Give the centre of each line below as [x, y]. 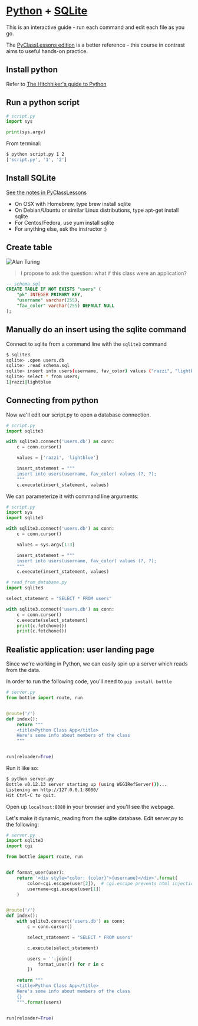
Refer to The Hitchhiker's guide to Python [57, 84]
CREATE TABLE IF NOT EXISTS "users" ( [54, 289]
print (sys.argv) [26, 132]
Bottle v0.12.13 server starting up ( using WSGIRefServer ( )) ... [87, 784]
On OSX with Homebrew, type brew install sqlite [73, 204]
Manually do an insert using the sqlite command [96, 330]
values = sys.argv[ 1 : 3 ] [46, 545]
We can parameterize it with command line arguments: [72, 496]
